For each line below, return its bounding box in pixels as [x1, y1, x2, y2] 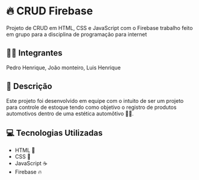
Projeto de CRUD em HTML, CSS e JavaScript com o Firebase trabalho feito [6, 24, 193, 31]
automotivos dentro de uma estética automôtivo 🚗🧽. [6, 109, 134, 117]
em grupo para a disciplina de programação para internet [6, 30, 148, 38]
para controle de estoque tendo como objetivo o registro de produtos [6, 103, 177, 111]
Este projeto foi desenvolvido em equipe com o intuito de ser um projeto [6, 97, 184, 104]
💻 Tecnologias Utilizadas [6, 127, 103, 138]
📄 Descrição [6, 81, 53, 91]
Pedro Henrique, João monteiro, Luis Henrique [6, 64, 121, 71]
